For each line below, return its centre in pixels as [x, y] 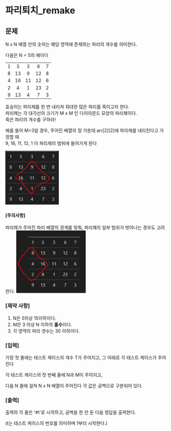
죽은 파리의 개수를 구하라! [31, 120]
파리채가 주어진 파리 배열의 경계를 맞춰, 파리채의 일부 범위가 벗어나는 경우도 [80, 228]
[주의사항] [15, 215]
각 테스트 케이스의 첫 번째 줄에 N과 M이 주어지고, [54, 375]
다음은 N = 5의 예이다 [27, 55]
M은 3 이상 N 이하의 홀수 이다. [42, 324]
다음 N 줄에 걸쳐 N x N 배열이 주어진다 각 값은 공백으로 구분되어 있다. [74, 386]
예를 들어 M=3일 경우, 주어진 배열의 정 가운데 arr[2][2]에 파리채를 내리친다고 [82, 131]
